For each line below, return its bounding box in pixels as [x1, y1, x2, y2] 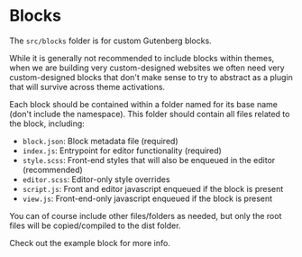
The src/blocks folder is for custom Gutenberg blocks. [9, 35, 212, 46]
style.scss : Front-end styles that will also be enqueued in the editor [22, 154, 276, 165]
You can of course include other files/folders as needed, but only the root [9, 210, 282, 221]
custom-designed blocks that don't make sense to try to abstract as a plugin [9, 71, 293, 82]
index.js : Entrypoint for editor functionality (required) [22, 145, 223, 156]
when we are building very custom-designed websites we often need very [9, 62, 286, 73]
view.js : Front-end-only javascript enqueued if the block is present [22, 193, 273, 204]
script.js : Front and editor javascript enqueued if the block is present [22, 183, 284, 194]
